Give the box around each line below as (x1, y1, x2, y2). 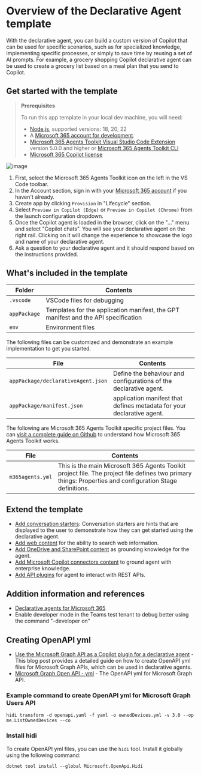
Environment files (45, 323, 95, 331)
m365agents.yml (9, 473, 53, 480)
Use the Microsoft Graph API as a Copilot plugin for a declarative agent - (14, 651, 194, 658)
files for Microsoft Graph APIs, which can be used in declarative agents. (14, 663, 192, 671)
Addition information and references (6, 588, 145, 599)
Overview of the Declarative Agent (6, 4, 181, 18)
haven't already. (14, 193, 55, 201)
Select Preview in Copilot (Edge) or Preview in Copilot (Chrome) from (14, 206, 193, 213)
